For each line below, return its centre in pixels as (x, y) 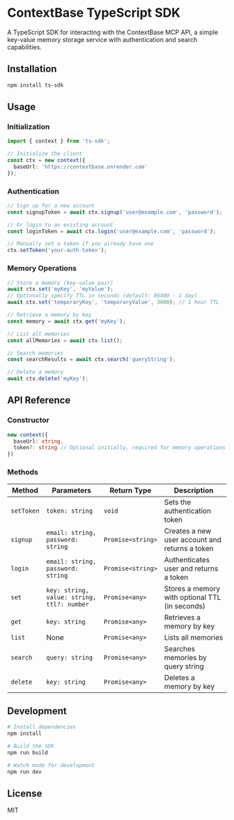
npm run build (28, 752)
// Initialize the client (45, 154)
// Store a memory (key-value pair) (60, 283)
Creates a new (188, 531)
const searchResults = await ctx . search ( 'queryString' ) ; (92, 360)
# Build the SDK (31, 746)
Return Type (131, 490)
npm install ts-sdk (36, 85)
